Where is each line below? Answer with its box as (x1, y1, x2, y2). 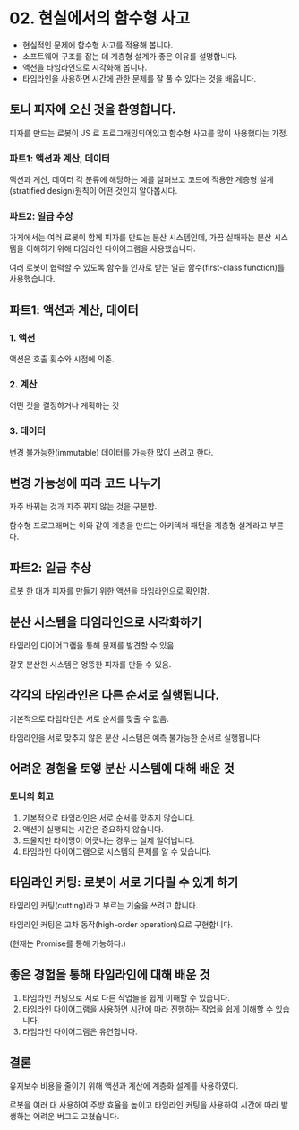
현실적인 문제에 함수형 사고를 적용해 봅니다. (21, 39, 174, 50)
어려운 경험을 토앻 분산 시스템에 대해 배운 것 (9, 761, 235, 777)
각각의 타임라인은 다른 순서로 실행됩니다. (9, 688, 219, 703)
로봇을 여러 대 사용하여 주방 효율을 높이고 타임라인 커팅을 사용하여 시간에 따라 (9, 1100, 279, 1110)
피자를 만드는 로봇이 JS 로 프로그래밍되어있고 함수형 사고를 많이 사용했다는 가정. (9, 127, 289, 138)
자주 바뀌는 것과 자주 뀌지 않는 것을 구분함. (9, 501, 158, 512)
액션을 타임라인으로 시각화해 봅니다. (21, 62, 148, 73)
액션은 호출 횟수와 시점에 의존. (9, 353, 115, 364)
